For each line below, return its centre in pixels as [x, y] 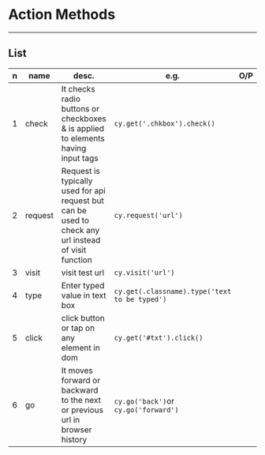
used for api [84, 190]
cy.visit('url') [144, 273]
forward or [81, 380]
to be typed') [140, 299]
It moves [77, 370]
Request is [81, 171]
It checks [78, 88]
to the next [81, 400]
